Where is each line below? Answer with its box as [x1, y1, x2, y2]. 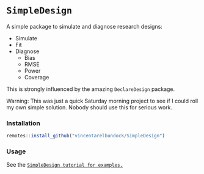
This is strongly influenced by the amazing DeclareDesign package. [6, 85, 175, 93]
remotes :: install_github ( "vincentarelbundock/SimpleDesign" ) [6, 133, 166, 139]
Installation [6, 118, 41, 127]
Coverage [24, 73, 49, 81]
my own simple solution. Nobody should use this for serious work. [6, 103, 173, 111]
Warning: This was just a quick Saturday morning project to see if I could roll [6, 97, 199, 104]
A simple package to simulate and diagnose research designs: [6, 23, 163, 30]
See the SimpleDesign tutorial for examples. [6, 161, 123, 169]
